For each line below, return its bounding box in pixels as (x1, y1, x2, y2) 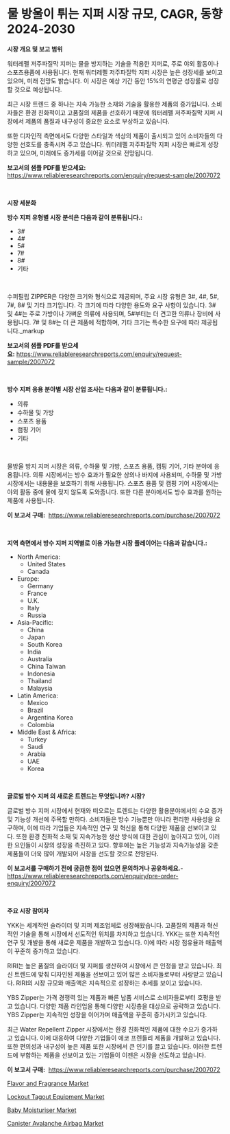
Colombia (27, 720, 55, 729)
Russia (27, 611, 47, 619)
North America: (16, 553, 60, 561)
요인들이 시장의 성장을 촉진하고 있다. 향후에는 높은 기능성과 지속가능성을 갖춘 (14, 841, 219, 849)
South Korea (27, 640, 63, 648)
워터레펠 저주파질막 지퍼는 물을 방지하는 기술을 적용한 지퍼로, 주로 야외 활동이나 (7, 59, 219, 67)
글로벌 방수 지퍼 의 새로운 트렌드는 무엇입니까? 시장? (7, 792, 146, 800)
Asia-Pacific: (16, 618, 53, 626)
